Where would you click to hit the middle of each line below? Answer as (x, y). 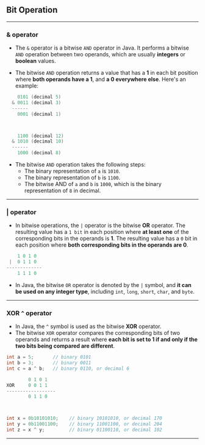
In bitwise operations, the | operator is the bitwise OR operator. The (100, 225)
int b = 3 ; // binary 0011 (49, 363)
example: (27, 86)
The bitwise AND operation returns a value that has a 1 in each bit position (106, 73)
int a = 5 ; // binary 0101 (49, 357)
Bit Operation (32, 10)
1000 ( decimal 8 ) (39, 153)
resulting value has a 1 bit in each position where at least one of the (102, 232)
